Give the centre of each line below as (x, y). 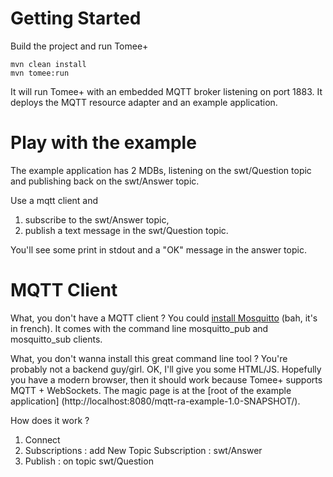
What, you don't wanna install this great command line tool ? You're (149, 358)
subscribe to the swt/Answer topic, (97, 219)
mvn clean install (48, 64)
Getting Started (76, 18)
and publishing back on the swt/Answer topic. (105, 181)
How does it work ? (50, 420)
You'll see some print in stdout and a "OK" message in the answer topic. (158, 249)
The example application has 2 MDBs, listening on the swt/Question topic (161, 170)
